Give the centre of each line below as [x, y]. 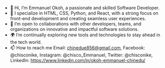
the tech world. [26, 42]
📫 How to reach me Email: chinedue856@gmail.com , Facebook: [78, 48]
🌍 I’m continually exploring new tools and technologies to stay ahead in [85, 35]
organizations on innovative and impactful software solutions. [74, 29]
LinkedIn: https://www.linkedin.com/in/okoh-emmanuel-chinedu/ [78, 60]
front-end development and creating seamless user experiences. [78, 18]
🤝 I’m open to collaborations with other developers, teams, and [76, 24]
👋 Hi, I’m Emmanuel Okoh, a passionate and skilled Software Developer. [85, 8]
